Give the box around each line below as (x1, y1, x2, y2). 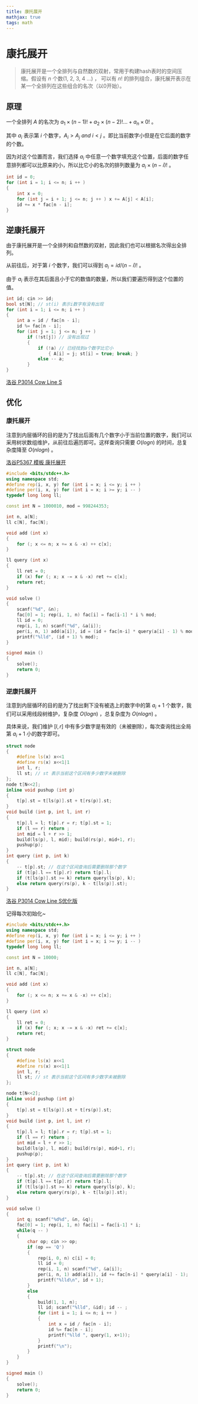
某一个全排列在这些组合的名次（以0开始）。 (20, 82, 125, 89)
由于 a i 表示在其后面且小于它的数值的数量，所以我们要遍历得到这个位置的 (6, 276, 184, 284)
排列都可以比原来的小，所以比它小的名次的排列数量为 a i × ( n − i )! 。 (11, 161, 174, 170)
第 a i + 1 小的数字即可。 (6, 730, 63, 738)
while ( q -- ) (16, 1228, 49, 1234)
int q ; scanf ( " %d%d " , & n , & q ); (16, 1216, 94, 1222)
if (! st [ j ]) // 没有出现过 (27, 334, 90, 340)
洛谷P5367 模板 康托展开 (6, 459, 67, 466)
